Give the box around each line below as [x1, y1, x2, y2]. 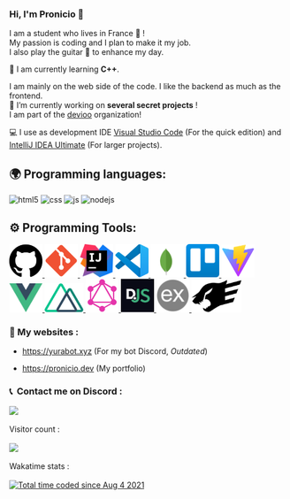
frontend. [9, 90, 43, 101]
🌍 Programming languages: [9, 166, 166, 181]
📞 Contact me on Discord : [9, 385, 123, 397]
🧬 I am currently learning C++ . [9, 64, 119, 74]
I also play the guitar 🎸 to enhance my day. [9, 47, 164, 58]
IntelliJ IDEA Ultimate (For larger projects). [9, 140, 163, 150]
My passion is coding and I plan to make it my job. [9, 37, 192, 48]
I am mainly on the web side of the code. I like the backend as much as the [9, 81, 281, 92]
